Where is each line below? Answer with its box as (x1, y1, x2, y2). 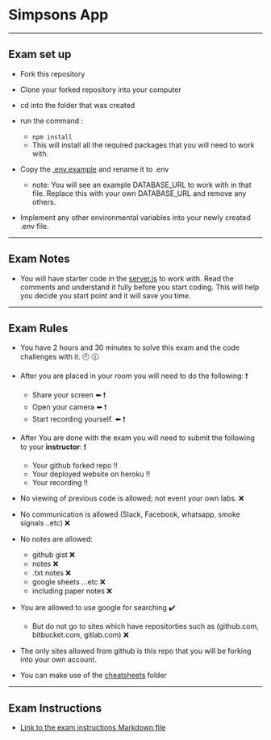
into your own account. (19, 655, 97, 664)
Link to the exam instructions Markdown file (19, 723, 166, 733)
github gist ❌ (31, 550, 75, 559)
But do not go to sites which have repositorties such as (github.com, (31, 622, 260, 631)
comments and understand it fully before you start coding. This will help (19, 282, 260, 292)
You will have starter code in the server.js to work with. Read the (19, 273, 234, 283)
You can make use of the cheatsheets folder (19, 671, 168, 680)
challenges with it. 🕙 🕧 (19, 352, 99, 362)
